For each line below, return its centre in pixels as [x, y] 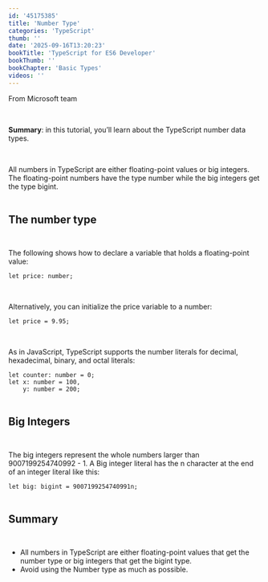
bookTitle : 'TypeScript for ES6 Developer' [82, 53]
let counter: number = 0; [51, 375]
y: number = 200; [52, 389]
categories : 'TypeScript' [51, 31]
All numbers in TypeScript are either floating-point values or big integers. [129, 169]
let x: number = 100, [45, 382]
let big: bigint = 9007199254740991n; [73, 486]
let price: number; [41, 276]
